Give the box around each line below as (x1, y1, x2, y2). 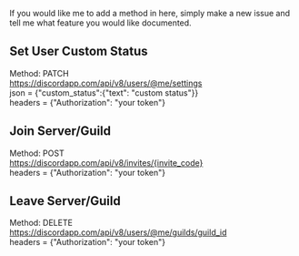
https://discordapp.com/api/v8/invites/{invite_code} (9, 157, 204, 168)
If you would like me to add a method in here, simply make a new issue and (9, 8, 291, 18)
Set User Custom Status (9, 44, 148, 59)
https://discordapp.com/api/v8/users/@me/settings (9, 77, 203, 88)
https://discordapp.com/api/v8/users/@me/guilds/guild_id (9, 227, 227, 238)
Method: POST (9, 148, 65, 159)
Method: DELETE (9, 218, 73, 229)
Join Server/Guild (9, 123, 112, 139)
